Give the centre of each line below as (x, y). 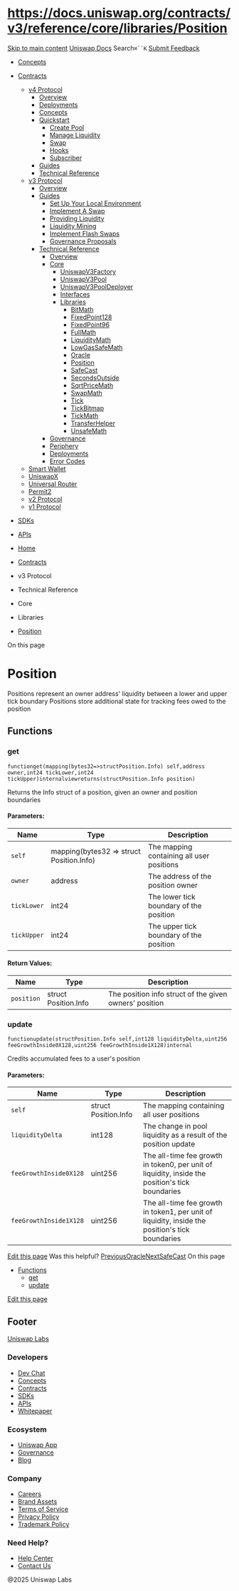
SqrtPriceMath (92, 385)
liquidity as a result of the (185, 1135)
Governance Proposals (83, 241)
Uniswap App (37, 1445)
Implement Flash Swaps (84, 233)
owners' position (136, 1003)
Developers (28, 1358)
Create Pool (67, 127)
